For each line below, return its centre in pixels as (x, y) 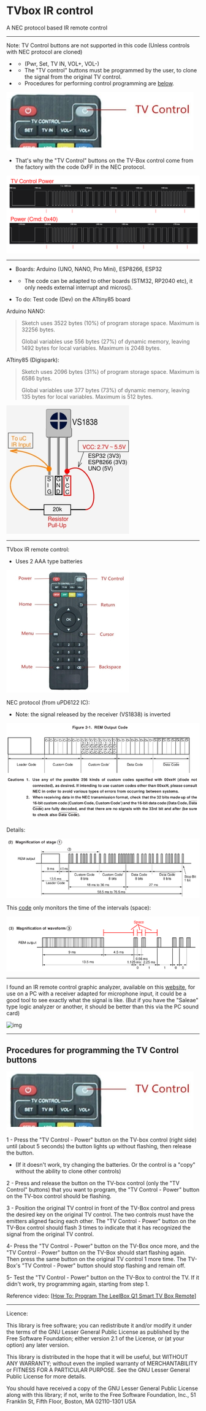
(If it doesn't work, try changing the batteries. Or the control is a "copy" (105, 1164)
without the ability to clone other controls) (68, 1171)
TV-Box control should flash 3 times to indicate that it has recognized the (99, 1227)
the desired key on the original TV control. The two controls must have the (100, 1214)
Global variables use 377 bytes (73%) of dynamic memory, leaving (105, 390)
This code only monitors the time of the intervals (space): (79, 907)
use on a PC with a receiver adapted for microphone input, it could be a (97, 994)
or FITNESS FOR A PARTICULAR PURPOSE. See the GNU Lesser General (98, 1370)
